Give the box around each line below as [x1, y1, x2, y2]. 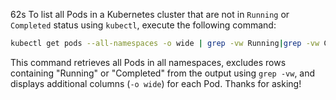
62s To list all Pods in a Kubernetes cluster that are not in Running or [10, 9, 290, 20]
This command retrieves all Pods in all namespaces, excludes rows [10, 56, 287, 68]
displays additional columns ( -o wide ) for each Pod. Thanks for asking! [10, 77, 302, 89]
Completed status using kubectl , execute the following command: [10, 19, 277, 31]
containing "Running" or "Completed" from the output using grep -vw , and [10, 67, 316, 79]
